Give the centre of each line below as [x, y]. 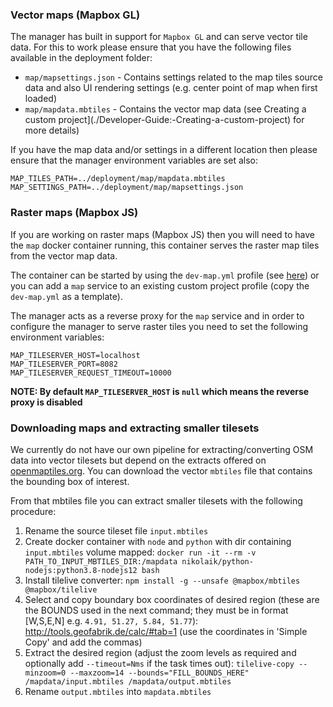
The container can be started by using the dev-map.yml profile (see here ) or [165, 275]
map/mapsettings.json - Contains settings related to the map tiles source [174, 77]
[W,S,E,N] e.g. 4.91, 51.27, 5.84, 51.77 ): [111, 620]
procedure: [33, 511]
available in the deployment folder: [81, 58]
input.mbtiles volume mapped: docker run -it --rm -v [140, 552]
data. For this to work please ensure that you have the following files [151, 47]
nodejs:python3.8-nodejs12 [81, 570]
